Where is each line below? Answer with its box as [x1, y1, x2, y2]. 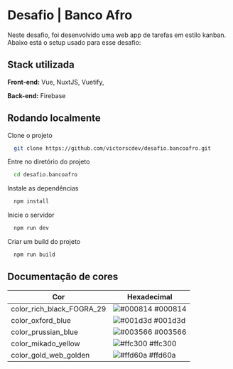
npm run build [13, 251, 55, 259]
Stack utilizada [7, 59, 75, 71]
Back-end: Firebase [7, 91, 66, 100]
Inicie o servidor [7, 210, 55, 220]
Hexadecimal [126, 292, 173, 301]
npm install [13, 198, 50, 205]
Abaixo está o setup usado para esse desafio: [7, 38, 141, 46]
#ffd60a [148, 350, 176, 360]
